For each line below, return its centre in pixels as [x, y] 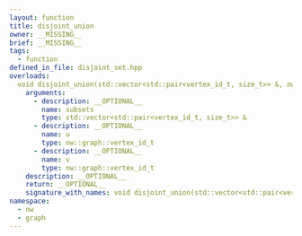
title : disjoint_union [52, 26]
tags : [19, 51]
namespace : [30, 201]
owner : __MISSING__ [46, 34]
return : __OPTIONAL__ [66, 185]
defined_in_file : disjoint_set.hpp [76, 68]
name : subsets [68, 109]
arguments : [46, 92]
